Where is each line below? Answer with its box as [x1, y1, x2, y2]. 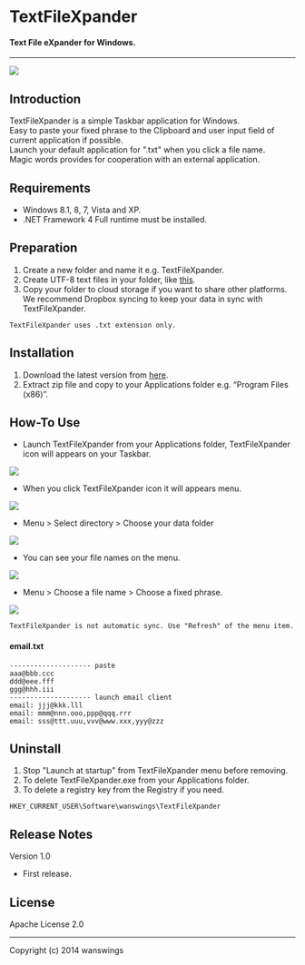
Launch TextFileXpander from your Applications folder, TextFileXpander [22, 438, 290, 450]
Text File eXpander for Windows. [9, 36, 136, 47]
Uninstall [9, 742, 62, 757]
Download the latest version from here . [22, 369, 169, 380]
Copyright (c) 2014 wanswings [9, 945, 124, 956]
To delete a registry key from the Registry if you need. [22, 784, 225, 795]
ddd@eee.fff [9, 676, 54, 686]
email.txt [9, 641, 44, 652]
